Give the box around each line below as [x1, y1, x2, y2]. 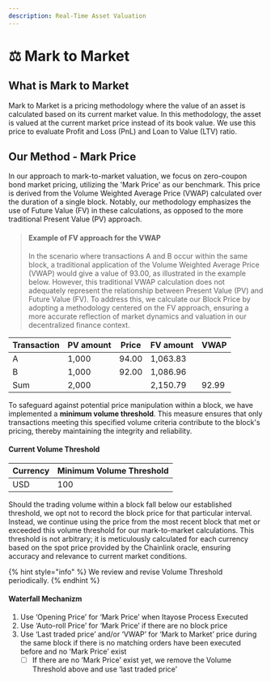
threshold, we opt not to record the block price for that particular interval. [8, 508, 252, 517]
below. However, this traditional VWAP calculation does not [28, 277, 225, 286]
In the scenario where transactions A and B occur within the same [28, 251, 248, 260]
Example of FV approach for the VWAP [28, 233, 162, 243]
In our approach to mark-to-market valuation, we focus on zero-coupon [8, 171, 248, 181]
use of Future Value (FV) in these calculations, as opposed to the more [8, 206, 243, 216]
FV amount [150, 339, 194, 350]
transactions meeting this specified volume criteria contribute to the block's [8, 417, 260, 427]
